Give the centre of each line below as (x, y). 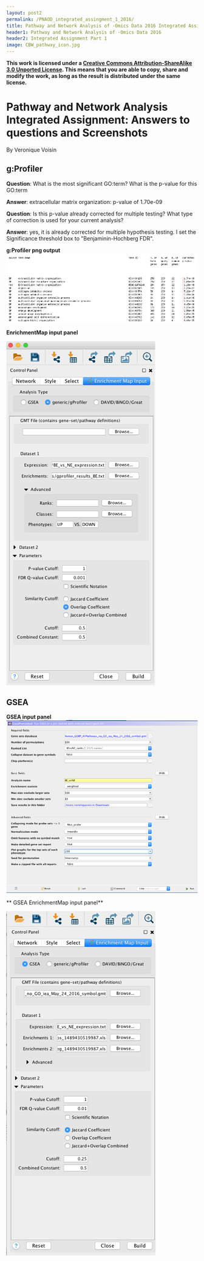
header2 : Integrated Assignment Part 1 (57, 39)
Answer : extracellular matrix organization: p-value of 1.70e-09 (84, 202)
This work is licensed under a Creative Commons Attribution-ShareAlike (99, 63)
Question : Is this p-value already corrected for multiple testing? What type (100, 214)
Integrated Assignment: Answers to (98, 120)
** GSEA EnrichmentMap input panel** (55, 903)
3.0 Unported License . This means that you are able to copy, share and (97, 69)
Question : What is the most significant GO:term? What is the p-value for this (102, 183)
